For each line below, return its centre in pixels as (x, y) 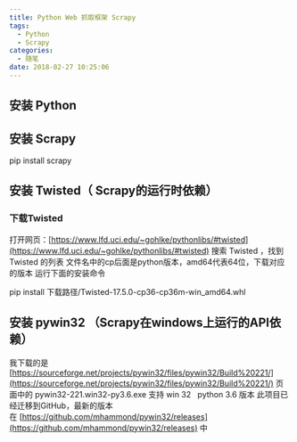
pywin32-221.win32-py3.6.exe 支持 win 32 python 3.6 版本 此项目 (157, 394)
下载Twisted (37, 218)
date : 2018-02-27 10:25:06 (59, 68)
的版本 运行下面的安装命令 (57, 273)
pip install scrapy (41, 160)
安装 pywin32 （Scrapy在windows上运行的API (140, 323)
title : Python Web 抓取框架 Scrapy (73, 17)
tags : (19, 26)
